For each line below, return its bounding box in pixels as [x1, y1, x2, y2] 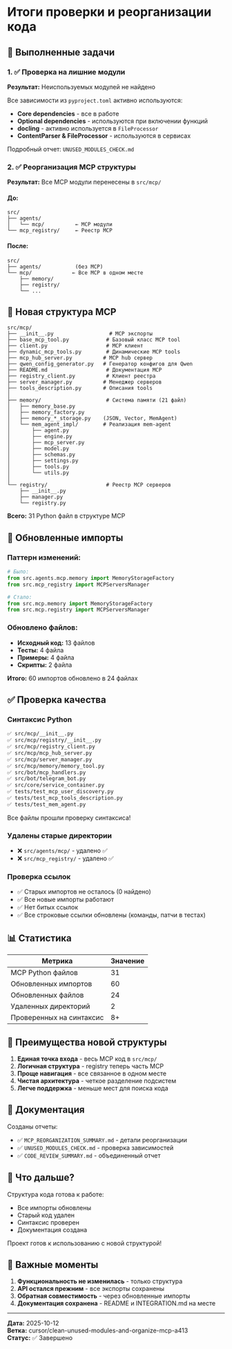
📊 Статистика [7, 932, 72, 944]
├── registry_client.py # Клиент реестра [7, 372, 156, 380]
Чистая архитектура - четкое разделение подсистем [17, 1077, 177, 1085]
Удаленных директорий [10, 1001, 90, 1011]
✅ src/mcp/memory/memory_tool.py [7, 762, 105, 769]
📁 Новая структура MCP [7, 305, 117, 318]
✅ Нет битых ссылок [17, 903, 79, 912]
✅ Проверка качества [7, 694, 106, 706]
